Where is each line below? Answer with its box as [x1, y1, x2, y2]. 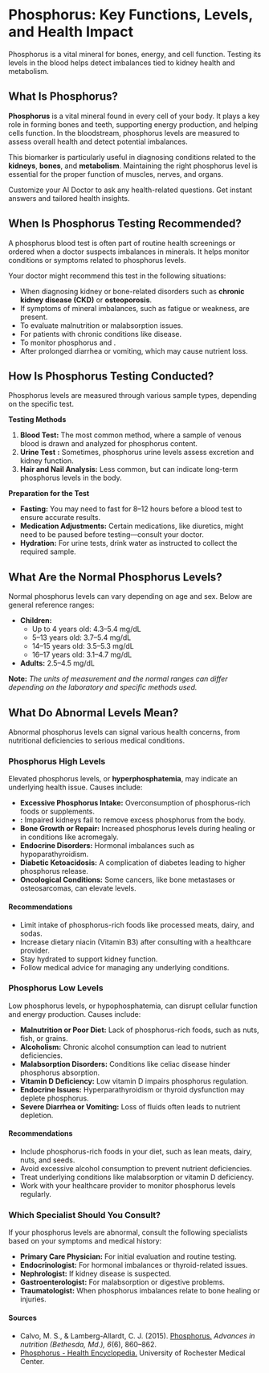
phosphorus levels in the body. [19, 473, 122, 483]
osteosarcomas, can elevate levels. [19, 883, 137, 893]
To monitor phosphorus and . [19, 338, 116, 347]
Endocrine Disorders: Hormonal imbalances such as [19, 841, 195, 850]
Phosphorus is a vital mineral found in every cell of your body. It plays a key [8, 111, 260, 121]
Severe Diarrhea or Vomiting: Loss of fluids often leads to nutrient [19, 1101, 241, 1111]
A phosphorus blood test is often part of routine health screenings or [8, 238, 235, 248]
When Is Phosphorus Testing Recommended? [8, 217, 243, 231]
